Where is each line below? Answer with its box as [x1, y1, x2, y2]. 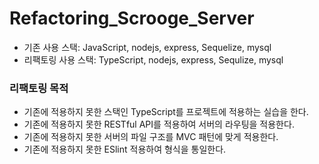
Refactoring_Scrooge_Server [9, 7, 255, 30]
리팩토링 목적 [9, 81, 69, 95]
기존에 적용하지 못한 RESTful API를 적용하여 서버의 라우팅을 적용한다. [23, 118, 295, 131]
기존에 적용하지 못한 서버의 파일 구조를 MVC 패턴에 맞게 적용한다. [23, 131, 279, 143]
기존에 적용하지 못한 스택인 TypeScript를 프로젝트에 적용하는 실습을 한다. [23, 106, 309, 118]
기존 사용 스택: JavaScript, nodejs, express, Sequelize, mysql [23, 41, 272, 53]
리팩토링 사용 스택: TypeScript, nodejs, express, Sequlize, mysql [23, 53, 284, 66]
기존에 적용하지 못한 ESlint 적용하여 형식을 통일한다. [23, 143, 227, 156]
